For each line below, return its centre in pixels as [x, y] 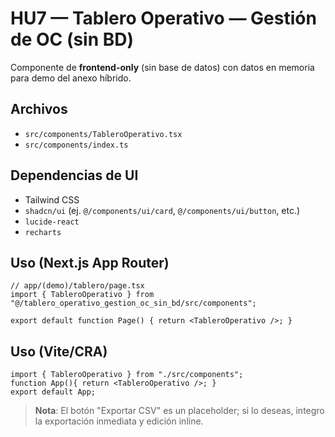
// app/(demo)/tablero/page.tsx [77, 286]
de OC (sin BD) [72, 39]
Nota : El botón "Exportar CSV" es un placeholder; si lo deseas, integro [179, 411]
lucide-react [52, 222]
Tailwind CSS [52, 199]
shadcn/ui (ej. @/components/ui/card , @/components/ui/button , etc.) [162, 210]
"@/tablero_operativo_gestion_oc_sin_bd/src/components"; [133, 303]
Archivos [39, 109]
